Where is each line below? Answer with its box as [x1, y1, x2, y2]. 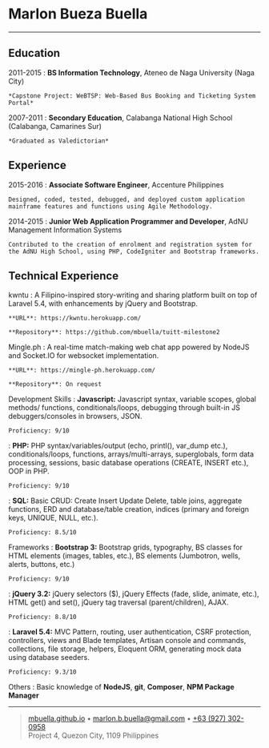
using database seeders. [8, 653, 90, 662]
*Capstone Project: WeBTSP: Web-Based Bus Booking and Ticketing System [8, 91, 256, 100]
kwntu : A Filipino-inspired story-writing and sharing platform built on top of [8, 290, 258, 300]
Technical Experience [8, 269, 118, 283]
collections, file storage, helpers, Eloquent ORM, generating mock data [8, 644, 242, 653]
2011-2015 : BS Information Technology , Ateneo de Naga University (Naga [8, 67, 255, 77]
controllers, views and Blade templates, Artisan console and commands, [8, 636, 247, 645]
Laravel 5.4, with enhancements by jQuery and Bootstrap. [8, 299, 199, 308]
